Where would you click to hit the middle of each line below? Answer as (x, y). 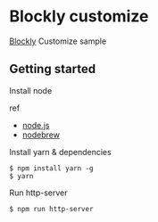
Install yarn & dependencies (60, 152)
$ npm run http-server (51, 209)
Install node (31, 90)
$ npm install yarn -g (51, 168)
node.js (36, 125)
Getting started (53, 69)
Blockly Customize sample (58, 41)
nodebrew (41, 135)
